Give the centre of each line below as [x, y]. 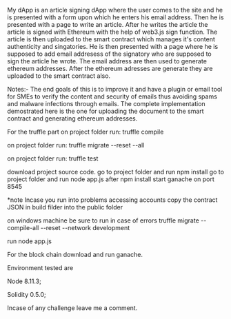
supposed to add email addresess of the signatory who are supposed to [109, 54]
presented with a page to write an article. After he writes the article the [108, 24]
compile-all [23, 228]
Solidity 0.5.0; [27, 295]
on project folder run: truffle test [53, 158]
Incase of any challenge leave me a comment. [72, 308]
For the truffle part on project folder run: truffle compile [86, 132]
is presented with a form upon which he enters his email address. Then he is [115, 17]
